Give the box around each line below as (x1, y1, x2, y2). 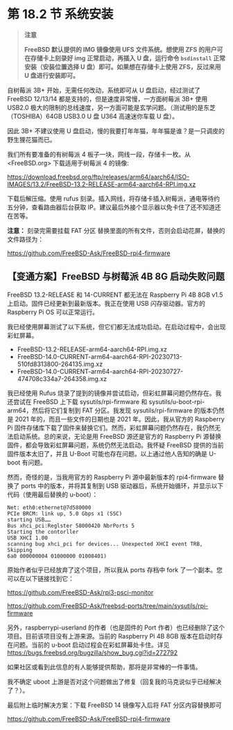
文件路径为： (7, 235, 44, 243)
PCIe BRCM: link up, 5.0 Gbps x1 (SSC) (7, 510, 123, 517)
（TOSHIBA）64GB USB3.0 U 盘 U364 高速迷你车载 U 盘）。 (7, 112, 179, 120)
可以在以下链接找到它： (7, 574, 74, 582)
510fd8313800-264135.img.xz (17, 360, 103, 368)
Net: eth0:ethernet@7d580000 (7, 504, 92, 511)
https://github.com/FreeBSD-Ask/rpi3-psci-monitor (7, 588, 154, 596)
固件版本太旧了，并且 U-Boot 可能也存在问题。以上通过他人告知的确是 (7, 449, 208, 458)
